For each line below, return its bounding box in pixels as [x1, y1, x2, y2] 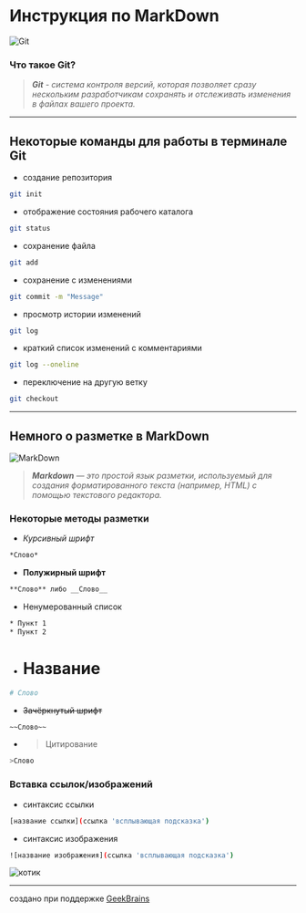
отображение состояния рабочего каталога [22, 206, 194, 217]
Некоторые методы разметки [9, 512, 149, 524]
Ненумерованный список [22, 601, 123, 612]
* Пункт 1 [9, 619, 47, 628]
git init [9, 190, 43, 199]
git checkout [9, 394, 59, 404]
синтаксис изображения [22, 833, 118, 844]
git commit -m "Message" [9, 292, 104, 301]
